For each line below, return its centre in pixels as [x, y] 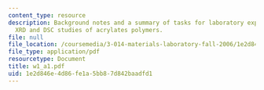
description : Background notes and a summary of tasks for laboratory [126, 23]
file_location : [33, 45]
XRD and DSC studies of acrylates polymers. [89, 30]
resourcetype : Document [47, 59]
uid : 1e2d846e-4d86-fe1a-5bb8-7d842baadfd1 [81, 74]
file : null [26, 37]
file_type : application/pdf [54, 52]
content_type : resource [47, 15]
